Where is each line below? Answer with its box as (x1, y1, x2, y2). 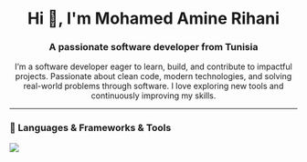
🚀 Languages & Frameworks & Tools (9, 122, 172, 135)
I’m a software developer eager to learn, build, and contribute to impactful (15, 61, 292, 72)
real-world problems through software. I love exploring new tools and (23, 81, 284, 92)
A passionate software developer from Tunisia (48, 41, 259, 54)
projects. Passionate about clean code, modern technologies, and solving (15, 71, 292, 82)
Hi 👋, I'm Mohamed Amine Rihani (26, 8, 281, 29)
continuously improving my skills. (90, 90, 217, 101)
